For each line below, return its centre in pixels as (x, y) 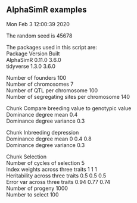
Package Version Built (33, 54)
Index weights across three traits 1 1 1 (52, 169)
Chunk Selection (27, 157)
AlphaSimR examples (47, 10)
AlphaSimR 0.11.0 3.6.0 (34, 60)
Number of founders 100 (36, 77)
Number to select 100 (32, 194)
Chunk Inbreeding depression (43, 132)
